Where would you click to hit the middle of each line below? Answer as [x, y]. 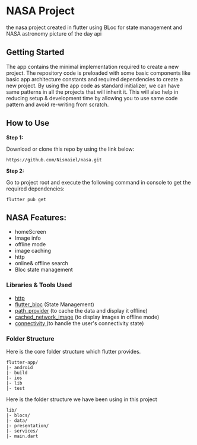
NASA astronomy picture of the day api [54, 33]
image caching [33, 251]
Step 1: [15, 137]
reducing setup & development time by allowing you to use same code [92, 98]
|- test [16, 388]
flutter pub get [26, 199]
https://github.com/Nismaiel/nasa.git [54, 160]
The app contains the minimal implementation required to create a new [93, 66]
